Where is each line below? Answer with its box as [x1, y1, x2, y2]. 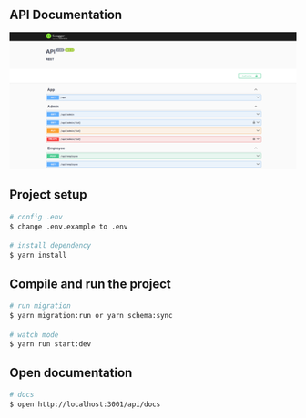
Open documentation [9, 364, 133, 381]
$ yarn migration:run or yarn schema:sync [9, 311, 173, 320]
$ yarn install [9, 250, 67, 260]
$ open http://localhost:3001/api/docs [9, 400, 161, 409]
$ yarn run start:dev [9, 340, 92, 349]
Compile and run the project [9, 276, 171, 291]
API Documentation [9, 7, 123, 23]
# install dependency [9, 241, 92, 250]
